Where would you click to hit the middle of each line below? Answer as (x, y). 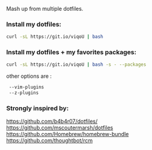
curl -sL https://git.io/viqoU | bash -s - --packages (76, 65)
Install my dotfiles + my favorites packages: (71, 52)
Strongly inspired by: (38, 108)
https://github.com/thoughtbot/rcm (50, 140)
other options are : (29, 76)
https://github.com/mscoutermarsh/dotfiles (60, 128)
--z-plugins (24, 93)
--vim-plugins (26, 87)
